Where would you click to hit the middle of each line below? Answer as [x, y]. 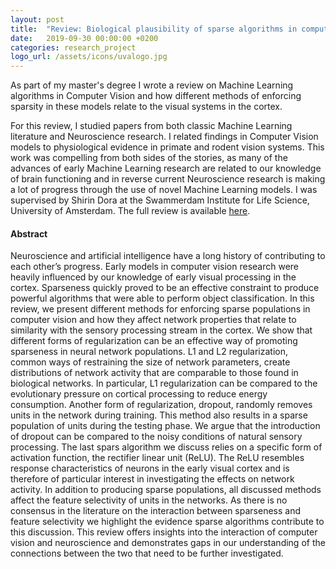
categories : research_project [73, 47]
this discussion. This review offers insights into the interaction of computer [164, 532]
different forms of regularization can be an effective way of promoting [154, 341]
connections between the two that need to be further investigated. [147, 553]
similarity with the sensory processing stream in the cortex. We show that [161, 330]
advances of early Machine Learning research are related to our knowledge [166, 168]
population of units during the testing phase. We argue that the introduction [165, 426]
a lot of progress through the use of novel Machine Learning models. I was [164, 190]
